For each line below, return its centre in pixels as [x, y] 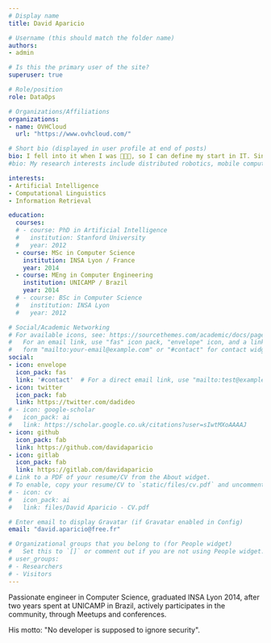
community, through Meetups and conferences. [88, 614]
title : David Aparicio [46, 23]
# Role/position [35, 90]
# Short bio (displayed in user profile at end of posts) [108, 149]
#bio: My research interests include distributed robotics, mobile [124, 164]
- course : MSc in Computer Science [75, 253]
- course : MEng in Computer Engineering [84, 275]
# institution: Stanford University [81, 238]
